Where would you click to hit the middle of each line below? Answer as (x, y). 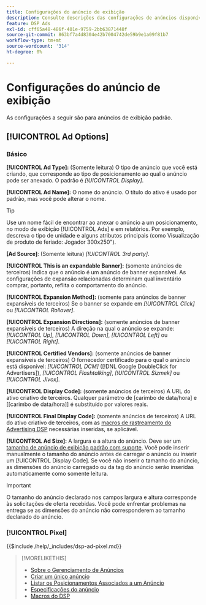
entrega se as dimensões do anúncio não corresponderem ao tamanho (96, 510)
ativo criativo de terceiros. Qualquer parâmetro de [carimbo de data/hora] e (102, 398)
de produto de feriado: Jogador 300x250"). (61, 242)
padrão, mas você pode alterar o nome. (56, 199)
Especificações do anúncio (65, 589)
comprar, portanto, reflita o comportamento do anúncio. (77, 285)
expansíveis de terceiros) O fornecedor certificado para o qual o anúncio (98, 360)
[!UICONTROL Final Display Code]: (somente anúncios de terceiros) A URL (101, 416)
